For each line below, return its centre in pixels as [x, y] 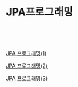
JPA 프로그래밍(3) [27, 78]
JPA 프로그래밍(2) [27, 66]
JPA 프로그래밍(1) [26, 53]
